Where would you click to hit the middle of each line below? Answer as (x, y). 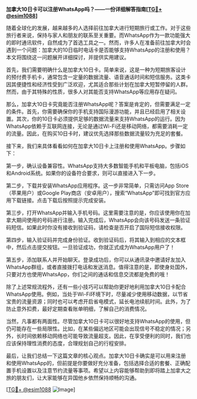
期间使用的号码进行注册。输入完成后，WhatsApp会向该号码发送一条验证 (103, 220)
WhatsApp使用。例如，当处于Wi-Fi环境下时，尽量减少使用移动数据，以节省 (97, 294)
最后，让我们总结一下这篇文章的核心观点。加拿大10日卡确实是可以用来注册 (96, 356)
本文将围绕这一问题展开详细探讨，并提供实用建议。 (68, 57)
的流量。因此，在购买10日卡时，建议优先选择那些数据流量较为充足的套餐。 (96, 133)
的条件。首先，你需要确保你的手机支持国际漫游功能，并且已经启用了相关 (93, 111)
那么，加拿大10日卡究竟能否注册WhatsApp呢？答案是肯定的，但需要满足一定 (98, 104)
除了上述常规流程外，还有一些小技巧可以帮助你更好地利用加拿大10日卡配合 (96, 287)
